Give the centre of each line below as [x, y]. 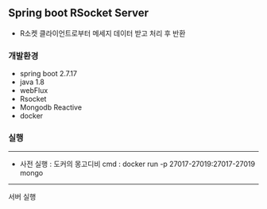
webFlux [34, 91]
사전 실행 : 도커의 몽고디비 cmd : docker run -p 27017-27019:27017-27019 [137, 164]
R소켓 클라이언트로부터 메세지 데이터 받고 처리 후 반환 [103, 33]
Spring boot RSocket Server [79, 13]
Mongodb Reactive [50, 107]
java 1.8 [32, 82]
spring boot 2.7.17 [48, 74]
